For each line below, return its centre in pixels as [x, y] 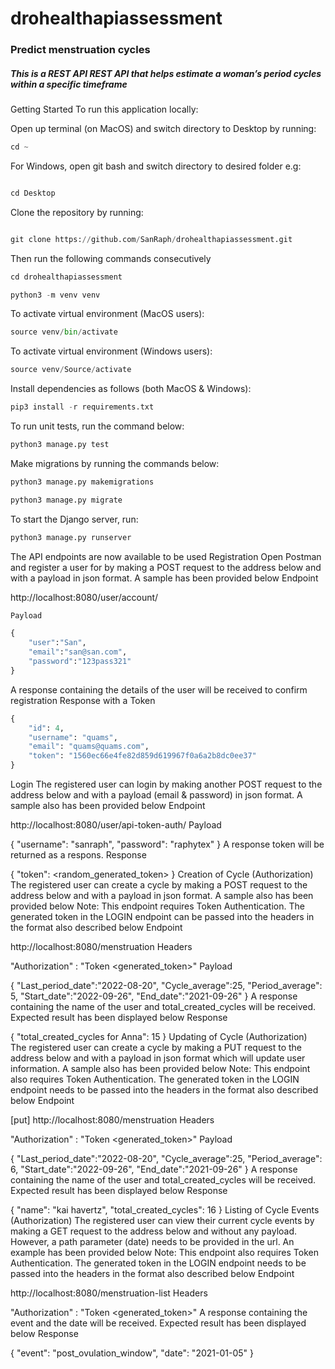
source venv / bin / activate [64, 332]
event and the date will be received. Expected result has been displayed [158, 1323]
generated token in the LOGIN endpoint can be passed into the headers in [162, 917]
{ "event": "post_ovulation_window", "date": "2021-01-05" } [132, 1353]
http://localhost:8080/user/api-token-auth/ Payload [116, 825]
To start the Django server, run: [74, 519]
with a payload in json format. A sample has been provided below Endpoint [164, 578]
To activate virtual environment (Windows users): [111, 351]
